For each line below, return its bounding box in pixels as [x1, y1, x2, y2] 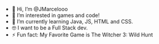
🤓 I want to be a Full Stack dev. [11, 24, 88, 31]
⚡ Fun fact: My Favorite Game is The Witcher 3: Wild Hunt [11, 31, 153, 38]
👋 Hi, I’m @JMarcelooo [11, 6, 68, 12]
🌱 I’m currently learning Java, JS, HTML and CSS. [11, 18, 133, 25]
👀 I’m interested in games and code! [11, 12, 100, 19]
